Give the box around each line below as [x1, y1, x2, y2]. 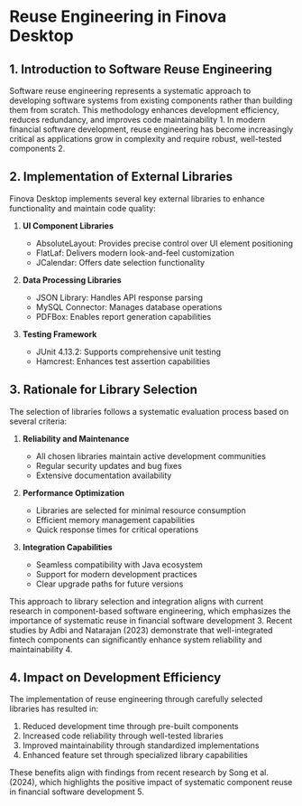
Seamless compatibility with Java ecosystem [35, 558, 203, 570]
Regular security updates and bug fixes [35, 460, 182, 471]
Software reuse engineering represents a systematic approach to [9, 86, 252, 96]
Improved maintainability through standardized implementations [22, 740, 260, 751]
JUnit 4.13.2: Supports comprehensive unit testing [35, 346, 222, 357]
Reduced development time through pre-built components [22, 721, 239, 732]
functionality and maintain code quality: [9, 202, 156, 213]
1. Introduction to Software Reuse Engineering [9, 61, 272, 77]
